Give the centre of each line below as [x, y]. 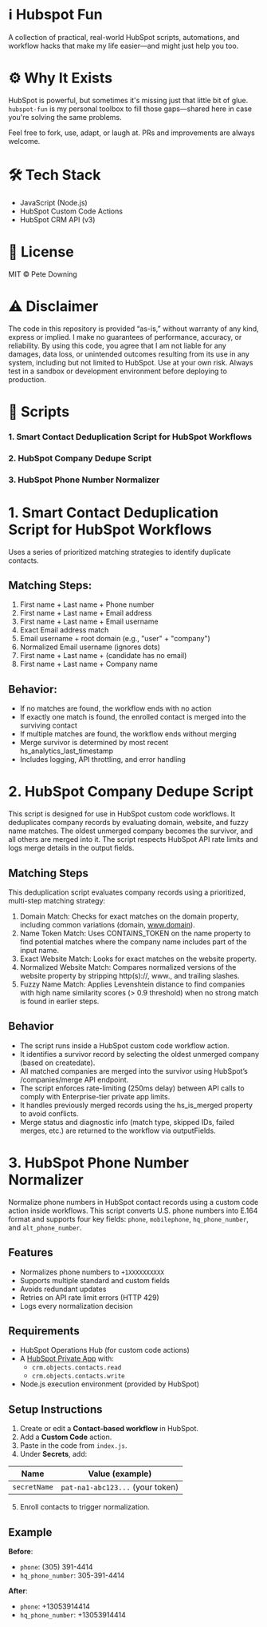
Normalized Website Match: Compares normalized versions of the [128, 967]
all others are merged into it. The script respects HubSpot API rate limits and [133, 839]
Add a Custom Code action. [66, 1437]
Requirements [44, 1331]
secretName [33, 1487]
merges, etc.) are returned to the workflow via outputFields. [118, 1131]
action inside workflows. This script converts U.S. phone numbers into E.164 [133, 1210]
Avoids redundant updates [63, 1289]
